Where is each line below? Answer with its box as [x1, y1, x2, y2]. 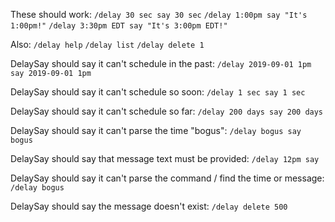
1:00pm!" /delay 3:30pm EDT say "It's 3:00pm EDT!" [10, 21, 228, 31]
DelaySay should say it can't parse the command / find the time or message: [10, 172, 325, 184]
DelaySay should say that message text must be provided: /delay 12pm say [10, 153, 320, 164]
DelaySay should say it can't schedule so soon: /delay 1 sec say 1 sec [10, 86, 306, 98]
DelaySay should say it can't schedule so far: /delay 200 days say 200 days [10, 105, 324, 117]
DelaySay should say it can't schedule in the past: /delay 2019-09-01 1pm [10, 58, 312, 69]
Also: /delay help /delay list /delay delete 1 [10, 39, 205, 50]
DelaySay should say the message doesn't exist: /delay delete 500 [10, 200, 288, 212]
